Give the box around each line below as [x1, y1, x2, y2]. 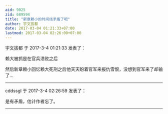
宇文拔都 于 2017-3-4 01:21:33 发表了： [5, 45, 86, 50]
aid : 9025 [5, 7, 26, 12]
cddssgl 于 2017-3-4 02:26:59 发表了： [5, 88, 86, 93]
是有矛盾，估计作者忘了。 [5, 98, 58, 104]
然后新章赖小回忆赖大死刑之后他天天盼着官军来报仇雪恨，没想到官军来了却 [5, 66, 158, 72]
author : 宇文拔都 [5, 21, 38, 26]
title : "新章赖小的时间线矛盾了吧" [5, 16, 70, 21]
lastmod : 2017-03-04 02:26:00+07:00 [5, 30, 81, 35]
